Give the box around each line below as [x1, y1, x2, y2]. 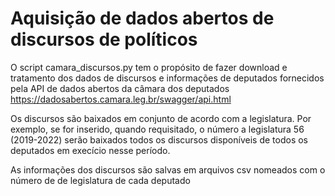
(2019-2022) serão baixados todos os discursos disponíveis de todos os [10, 133, 308, 146]
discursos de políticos [10, 28, 198, 51]
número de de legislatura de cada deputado [10, 174, 191, 186]
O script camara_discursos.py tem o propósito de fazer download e [10, 61, 288, 73]
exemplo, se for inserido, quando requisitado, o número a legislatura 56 [10, 123, 305, 135]
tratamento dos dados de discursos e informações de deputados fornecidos [10, 72, 325, 84]
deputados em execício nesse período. [10, 144, 171, 156]
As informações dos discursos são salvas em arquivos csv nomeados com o [10, 163, 326, 176]
